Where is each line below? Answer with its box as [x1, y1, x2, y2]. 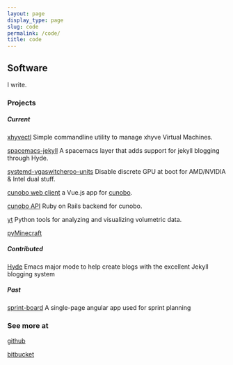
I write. [7, 80, 27, 89]
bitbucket [7, 350, 35, 359]
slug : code [7, 23, 39, 30]
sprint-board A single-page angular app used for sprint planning [7, 303, 191, 311]
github [7, 336, 26, 345]
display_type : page [7, 17, 64, 24]
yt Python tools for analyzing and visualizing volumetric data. [7, 215, 182, 223]
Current [7, 115, 31, 124]
